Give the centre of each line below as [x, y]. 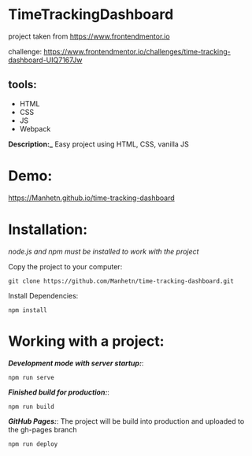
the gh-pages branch [43, 429]
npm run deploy [33, 444]
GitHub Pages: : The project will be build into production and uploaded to [126, 421]
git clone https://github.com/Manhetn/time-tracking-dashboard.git [121, 281]
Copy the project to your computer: [65, 266]
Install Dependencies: [43, 295]
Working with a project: [86, 341]
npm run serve [31, 377]
